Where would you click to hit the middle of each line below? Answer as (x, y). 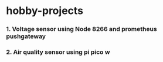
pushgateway (26, 36)
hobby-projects (45, 11)
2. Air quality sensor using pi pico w (58, 52)
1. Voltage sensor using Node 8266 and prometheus (81, 29)
